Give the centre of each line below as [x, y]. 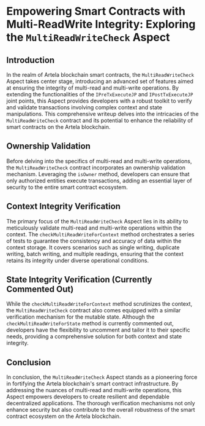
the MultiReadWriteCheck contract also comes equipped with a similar [94, 311]
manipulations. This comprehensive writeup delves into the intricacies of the [102, 114]
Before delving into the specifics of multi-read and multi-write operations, [99, 161]
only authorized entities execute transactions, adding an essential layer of [99, 180]
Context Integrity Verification [64, 207]
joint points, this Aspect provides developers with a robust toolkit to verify [99, 101]
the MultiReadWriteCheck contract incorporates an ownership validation [96, 168]
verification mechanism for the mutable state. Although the [80, 317]
